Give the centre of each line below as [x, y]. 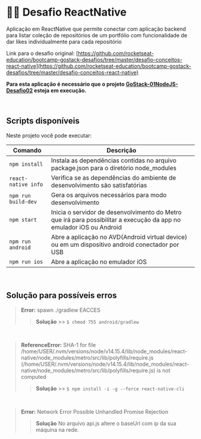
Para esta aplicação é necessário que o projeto [66, 84]
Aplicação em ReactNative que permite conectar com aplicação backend [96, 29]
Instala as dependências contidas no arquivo [114, 160]
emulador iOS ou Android [86, 227]
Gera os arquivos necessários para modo [109, 195]
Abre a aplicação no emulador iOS [99, 262]
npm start [23, 219]
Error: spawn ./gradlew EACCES [60, 310]
